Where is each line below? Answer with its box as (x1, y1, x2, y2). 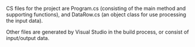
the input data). (6, 17, 43, 24)
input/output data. (6, 35, 50, 41)
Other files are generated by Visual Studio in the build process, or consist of (6, 28, 189, 35)
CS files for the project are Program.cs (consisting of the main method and (6, 5, 186, 12)
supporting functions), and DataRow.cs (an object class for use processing (6, 11, 186, 18)
